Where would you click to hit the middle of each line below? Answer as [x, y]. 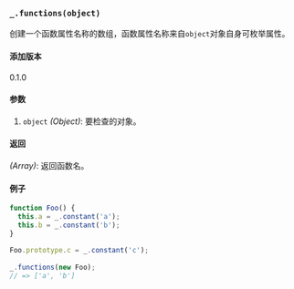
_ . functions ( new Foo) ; [52, 268]
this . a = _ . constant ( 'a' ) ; [69, 216]
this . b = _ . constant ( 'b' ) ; [69, 225]
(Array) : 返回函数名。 [49, 165]
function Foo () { [42, 208]
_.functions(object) [55, 13]
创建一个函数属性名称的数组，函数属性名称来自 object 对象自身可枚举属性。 [150, 34]
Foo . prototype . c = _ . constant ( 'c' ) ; [79, 251]
